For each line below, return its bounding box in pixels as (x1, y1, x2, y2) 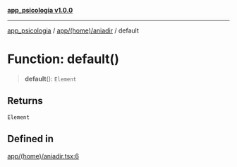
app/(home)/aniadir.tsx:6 (7, 151, 80, 160)
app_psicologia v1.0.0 (7, 6, 73, 14)
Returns (7, 95, 44, 107)
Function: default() (7, 51, 120, 67)
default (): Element (24, 74, 77, 83)
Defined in (7, 133, 54, 145)
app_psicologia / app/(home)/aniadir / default (7, 26, 139, 35)
